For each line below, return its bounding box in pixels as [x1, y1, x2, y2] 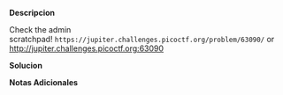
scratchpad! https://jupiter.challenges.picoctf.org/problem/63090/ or [9, 34, 275, 44]
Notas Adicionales [9, 77, 78, 87]
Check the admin [9, 25, 72, 34]
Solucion [9, 61, 42, 70]
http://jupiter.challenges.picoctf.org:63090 [9, 43, 164, 54]
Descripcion [9, 8, 56, 18]
